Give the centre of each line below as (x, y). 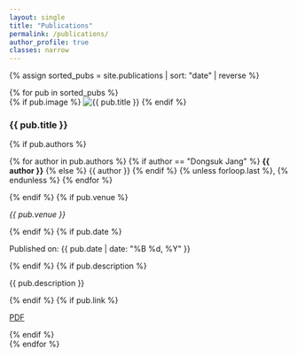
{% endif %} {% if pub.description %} (78, 266)
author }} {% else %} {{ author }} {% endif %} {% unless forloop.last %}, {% (149, 171)
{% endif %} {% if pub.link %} (64, 300)
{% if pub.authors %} (48, 144)
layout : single (37, 17)
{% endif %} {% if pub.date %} (66, 232)
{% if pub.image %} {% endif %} (98, 102)
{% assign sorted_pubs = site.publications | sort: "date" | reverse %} (134, 75)
